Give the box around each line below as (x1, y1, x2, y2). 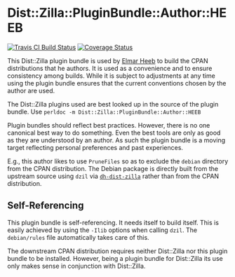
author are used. (7, 86, 55, 95)
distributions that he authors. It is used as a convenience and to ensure (7, 64, 213, 72)
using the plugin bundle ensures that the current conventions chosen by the (7, 79, 227, 87)
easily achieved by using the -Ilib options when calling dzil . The (7, 226, 198, 234)
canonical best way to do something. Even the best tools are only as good (7, 128, 221, 137)
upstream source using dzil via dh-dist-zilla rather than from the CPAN (7, 172, 220, 180)
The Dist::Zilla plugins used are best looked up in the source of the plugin (7, 100, 219, 108)
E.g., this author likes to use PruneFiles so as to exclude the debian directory (7, 156, 229, 165)
